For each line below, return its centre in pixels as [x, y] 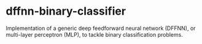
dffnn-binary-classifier [66, 11]
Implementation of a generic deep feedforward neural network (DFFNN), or [101, 28]
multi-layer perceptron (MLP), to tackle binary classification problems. [95, 34]
